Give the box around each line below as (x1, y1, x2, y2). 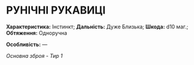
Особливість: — (6, 41, 48, 48)
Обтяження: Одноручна (6, 29, 68, 36)
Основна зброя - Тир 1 (6, 52, 63, 59)
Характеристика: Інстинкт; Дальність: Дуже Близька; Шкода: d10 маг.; (6, 23, 189, 30)
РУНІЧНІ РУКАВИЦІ (6, 4, 106, 17)
